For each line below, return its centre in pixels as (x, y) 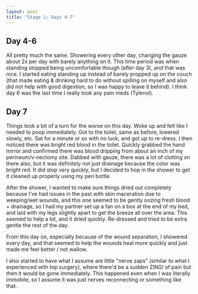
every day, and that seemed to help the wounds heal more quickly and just (97, 243)
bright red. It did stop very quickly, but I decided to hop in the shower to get (98, 170)
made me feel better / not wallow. (47, 250)
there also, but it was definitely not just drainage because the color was (93, 164)
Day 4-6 (22, 41)
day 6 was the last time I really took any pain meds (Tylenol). (80, 93)
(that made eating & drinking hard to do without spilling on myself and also (97, 80)
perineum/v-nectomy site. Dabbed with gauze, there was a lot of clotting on (98, 157)
